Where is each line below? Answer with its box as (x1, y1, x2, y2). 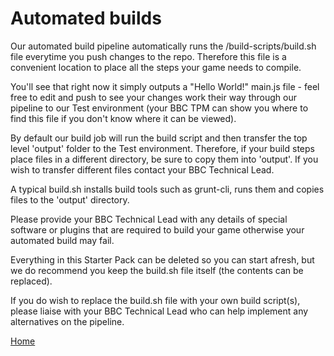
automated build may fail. (10, 234, 115, 246)
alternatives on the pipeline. (10, 315, 125, 327)
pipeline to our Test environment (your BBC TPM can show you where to (10, 102, 309, 114)
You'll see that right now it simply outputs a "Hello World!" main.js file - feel (10, 80, 320, 92)
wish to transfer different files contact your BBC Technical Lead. (10, 163, 275, 176)
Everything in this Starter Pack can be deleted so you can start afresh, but (10, 253, 315, 266)
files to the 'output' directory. (10, 193, 130, 206)
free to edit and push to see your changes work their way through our (10, 91, 297, 103)
